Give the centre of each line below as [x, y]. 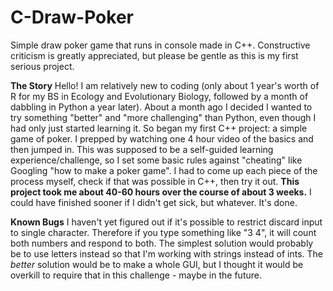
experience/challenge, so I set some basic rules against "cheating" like [156, 160]
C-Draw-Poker [72, 17]
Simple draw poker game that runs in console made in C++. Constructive [160, 45]
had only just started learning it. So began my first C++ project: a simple [159, 128]
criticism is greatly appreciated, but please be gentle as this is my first [154, 55]
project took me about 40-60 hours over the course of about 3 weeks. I [161, 192]
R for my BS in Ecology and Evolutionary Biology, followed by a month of [159, 96]
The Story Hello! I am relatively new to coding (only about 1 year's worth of [165, 85]
